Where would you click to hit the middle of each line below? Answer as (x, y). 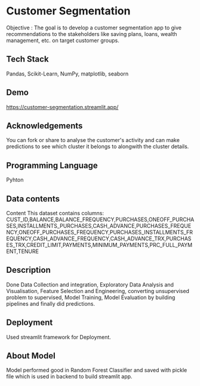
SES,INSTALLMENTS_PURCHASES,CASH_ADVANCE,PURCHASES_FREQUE (99, 226)
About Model (31, 356)
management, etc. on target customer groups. (63, 40)
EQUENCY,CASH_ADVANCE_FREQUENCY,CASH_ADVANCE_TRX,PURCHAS (99, 239)
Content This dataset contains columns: (55, 213)
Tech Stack (27, 59)
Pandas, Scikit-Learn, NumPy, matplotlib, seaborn (67, 74)
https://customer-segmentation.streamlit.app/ (62, 107)
